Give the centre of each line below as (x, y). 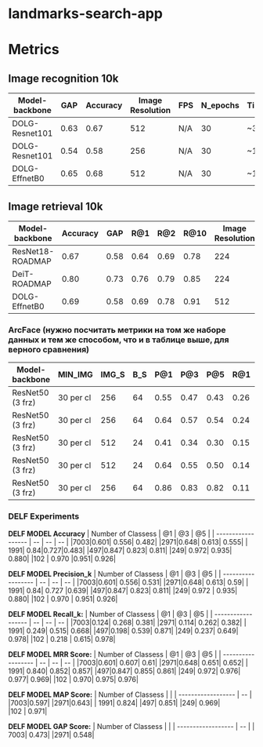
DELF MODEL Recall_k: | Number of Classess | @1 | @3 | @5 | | (110, 614)
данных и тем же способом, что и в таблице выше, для (119, 340)
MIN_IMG (76, 375)
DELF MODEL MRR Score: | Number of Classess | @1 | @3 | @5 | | (115, 654)
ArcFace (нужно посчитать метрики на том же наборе (117, 330)
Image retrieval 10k (56, 206)
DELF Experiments (44, 516)
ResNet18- (33, 251)
